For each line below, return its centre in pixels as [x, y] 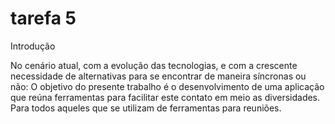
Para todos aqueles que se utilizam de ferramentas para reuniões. [146, 108]
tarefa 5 [43, 18]
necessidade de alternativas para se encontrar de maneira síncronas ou [158, 76]
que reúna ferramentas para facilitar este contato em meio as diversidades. [165, 97]
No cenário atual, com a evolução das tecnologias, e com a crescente [154, 65]
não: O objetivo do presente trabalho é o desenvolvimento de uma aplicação [167, 86]
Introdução [33, 46]
